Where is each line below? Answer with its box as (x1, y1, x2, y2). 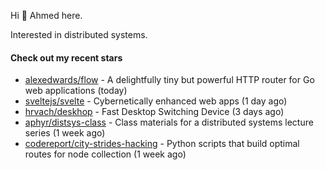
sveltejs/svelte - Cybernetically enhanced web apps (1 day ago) (24, 95, 288, 107)
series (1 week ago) (24, 127, 106, 139)
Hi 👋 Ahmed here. (10, 10, 83, 21)
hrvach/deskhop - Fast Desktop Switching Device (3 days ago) (24, 106, 285, 118)
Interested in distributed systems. (10, 29, 148, 40)
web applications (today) (24, 85, 128, 97)
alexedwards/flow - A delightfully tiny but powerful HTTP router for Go (24, 74, 315, 86)
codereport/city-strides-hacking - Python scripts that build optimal (24, 138, 300, 150)
